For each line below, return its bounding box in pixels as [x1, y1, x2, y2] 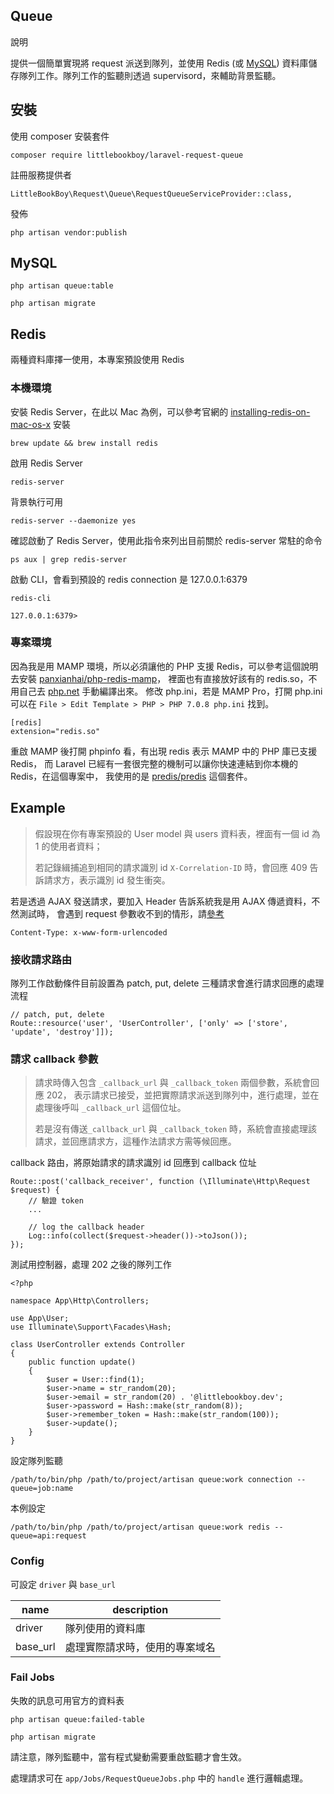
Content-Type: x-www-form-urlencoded [10, 927, 168, 938]
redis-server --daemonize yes [10, 515, 137, 526]
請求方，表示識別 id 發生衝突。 [43, 874, 171, 886]
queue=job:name [10, 1484, 74, 1494]
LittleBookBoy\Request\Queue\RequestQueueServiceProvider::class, [10, 189, 293, 199]
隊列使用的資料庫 [64, 1621, 146, 1635]
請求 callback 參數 [10, 1052, 99, 1066]
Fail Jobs [10, 1670, 55, 1684]
